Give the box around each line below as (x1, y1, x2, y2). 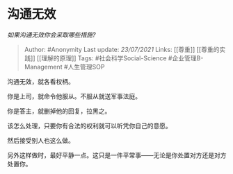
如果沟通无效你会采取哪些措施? (7, 31, 96, 39)
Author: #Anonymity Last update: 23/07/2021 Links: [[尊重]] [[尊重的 (24, 45, 220, 53)
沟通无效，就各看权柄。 (7, 77, 74, 85)
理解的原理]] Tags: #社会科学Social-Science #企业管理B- (41, 53, 204, 62)
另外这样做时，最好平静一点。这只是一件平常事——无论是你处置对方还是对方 (7, 150, 227, 159)
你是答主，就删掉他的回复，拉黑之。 (7, 107, 111, 115)
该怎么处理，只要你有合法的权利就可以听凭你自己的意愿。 (7, 121, 172, 130)
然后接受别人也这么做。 (7, 136, 74, 144)
